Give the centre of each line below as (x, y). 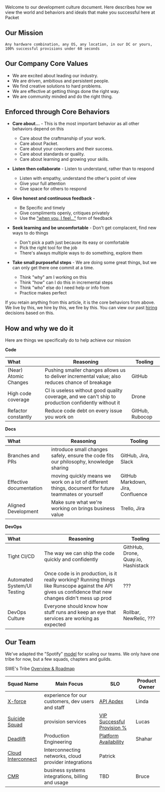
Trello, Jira (132, 508)
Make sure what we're (76, 502)
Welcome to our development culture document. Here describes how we (79, 7)
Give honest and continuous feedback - (54, 198)
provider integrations (68, 763)
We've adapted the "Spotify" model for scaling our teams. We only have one (82, 654)
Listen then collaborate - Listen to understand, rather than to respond (83, 169)
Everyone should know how (76, 606)
